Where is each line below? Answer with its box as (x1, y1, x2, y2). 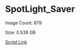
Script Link (5, 39, 27, 45)
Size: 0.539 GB (5, 29, 36, 35)
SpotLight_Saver (5, 3, 76, 15)
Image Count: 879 (5, 20, 42, 26)
